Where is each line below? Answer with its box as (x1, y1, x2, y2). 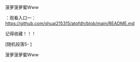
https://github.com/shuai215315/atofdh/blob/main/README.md (5, 20, 135, 26)
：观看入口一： (5, 15, 36, 21)
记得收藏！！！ (5, 31, 36, 36)
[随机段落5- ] (5, 41, 32, 47)
